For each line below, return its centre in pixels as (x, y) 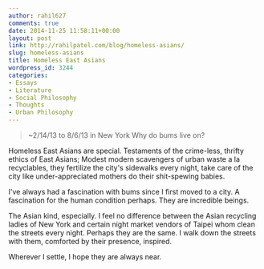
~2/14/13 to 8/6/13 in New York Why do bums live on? (116, 135)
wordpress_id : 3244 (41, 68)
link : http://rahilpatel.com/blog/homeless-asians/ (96, 46)
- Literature (30, 90)
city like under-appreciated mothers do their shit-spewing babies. (117, 176)
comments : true (34, 23)
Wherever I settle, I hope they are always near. (85, 257)
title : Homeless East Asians (57, 61)
